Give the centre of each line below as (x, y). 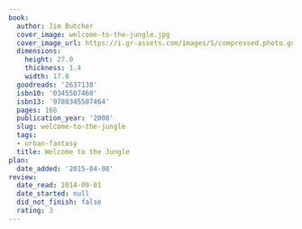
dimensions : (39, 51)
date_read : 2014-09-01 (59, 186)
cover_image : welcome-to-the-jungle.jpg (93, 34)
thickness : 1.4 (53, 69)
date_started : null (53, 194)
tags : (27, 135)
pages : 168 (37, 110)
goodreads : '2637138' (57, 85)
